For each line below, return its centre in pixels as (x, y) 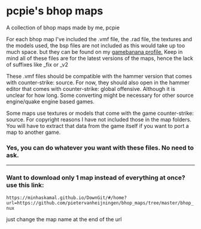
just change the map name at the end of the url (64, 219)
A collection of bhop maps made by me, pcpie (63, 28)
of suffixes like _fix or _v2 (37, 65)
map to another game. (33, 132)
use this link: (25, 185)
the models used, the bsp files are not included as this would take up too (96, 45)
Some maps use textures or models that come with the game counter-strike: (100, 113)
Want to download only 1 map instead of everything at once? (96, 178)
